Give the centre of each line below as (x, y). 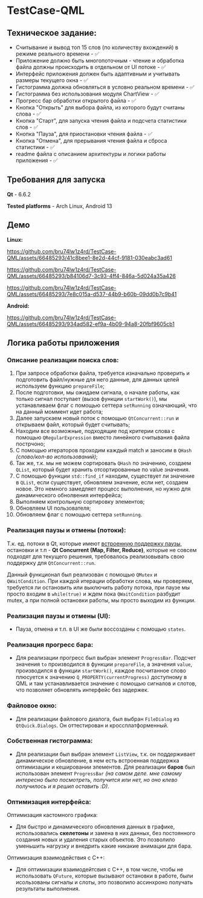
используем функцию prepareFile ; (60, 386)
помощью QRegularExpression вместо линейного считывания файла (102, 438)
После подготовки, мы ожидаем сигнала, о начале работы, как (98, 392)
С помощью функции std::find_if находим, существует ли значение (105, 476)
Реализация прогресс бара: (50, 645)
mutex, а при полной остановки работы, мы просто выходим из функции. (101, 600)
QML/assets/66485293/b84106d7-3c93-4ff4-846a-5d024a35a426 (91, 276)
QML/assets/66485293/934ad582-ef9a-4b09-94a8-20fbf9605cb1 (91, 324)
